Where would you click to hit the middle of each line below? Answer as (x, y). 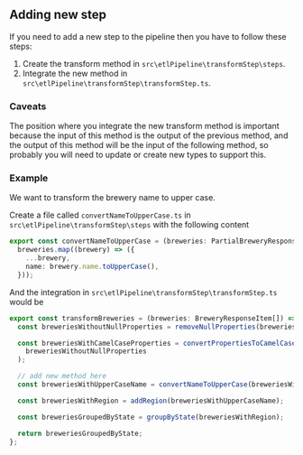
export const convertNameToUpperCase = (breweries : (108, 241)
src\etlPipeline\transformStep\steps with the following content (129, 225)
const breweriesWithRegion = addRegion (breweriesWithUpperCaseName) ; (151, 401)
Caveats (28, 106)
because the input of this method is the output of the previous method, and (149, 135)
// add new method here (62, 376)
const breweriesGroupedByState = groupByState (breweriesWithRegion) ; (151, 417)
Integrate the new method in (75, 73)
